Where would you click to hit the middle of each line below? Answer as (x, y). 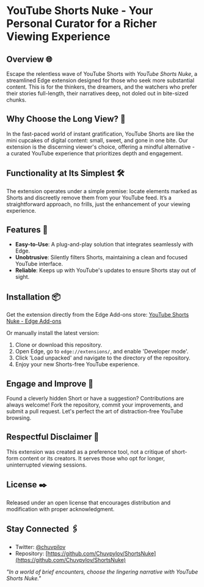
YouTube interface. (39, 264)
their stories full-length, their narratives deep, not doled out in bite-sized (97, 93)
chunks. (16, 100)
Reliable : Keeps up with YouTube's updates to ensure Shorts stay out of (106, 270)
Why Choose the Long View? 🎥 (66, 119)
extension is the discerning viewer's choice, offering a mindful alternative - (101, 147)
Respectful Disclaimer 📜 (53, 437)
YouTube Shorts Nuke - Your (80, 11)
